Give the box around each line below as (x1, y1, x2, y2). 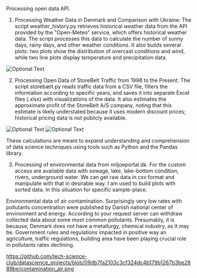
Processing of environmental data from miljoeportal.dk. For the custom (14, 161, 186, 168)
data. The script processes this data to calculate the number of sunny (14, 35, 183, 42)
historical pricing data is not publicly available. (14, 114, 127, 121)
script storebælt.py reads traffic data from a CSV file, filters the (14, 83, 168, 90)
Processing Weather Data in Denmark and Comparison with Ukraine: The (14, 16, 192, 23)
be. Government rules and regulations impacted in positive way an (6, 229, 166, 236)
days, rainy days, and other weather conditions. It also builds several (14, 41, 181, 48)
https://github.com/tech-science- (6, 253, 88, 260)
